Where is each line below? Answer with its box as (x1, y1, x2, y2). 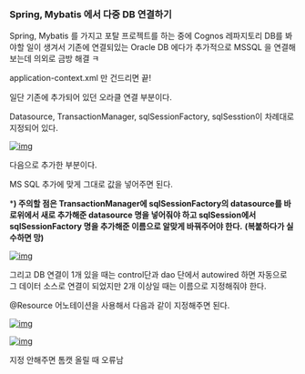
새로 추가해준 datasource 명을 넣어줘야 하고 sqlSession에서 (40, 209, 257, 220)
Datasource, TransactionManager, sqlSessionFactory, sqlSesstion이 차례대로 (9, 111, 294, 122)
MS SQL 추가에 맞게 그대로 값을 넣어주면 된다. (9, 179, 173, 190)
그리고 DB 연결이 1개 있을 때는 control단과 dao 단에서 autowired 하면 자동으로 (9, 269, 288, 280)
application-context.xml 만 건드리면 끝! (9, 73, 152, 84)
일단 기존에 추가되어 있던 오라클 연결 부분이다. (9, 92, 173, 103)
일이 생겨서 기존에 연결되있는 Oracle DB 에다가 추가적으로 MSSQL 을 (25, 42, 272, 53)
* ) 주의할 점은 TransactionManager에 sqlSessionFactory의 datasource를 (9, 198, 282, 209)
